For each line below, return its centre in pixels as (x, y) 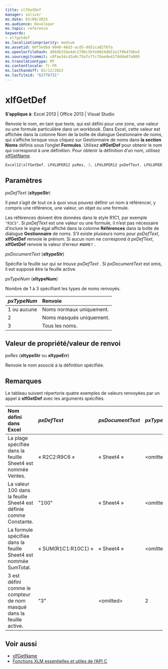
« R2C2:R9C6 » (56, 457)
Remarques (23, 381)
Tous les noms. (60, 325)
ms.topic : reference (27, 29)
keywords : (15, 33)
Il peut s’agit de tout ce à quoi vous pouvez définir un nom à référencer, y (80, 202)
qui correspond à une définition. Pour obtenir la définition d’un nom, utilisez (83, 150)
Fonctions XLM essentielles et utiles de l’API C (60, 661)
